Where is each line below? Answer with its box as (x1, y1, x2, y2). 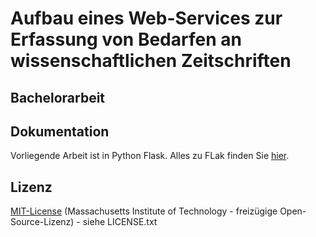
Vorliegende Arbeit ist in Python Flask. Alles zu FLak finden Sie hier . (10, 150, 290, 162)
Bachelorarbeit (10, 89, 106, 106)
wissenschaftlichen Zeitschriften (10, 50, 292, 72)
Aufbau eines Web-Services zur (10, 7, 283, 30)
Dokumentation (10, 123, 110, 140)
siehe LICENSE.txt (82, 216, 158, 228)
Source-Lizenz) (10, 216, 75, 228)
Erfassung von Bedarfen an (10, 28, 242, 51)
